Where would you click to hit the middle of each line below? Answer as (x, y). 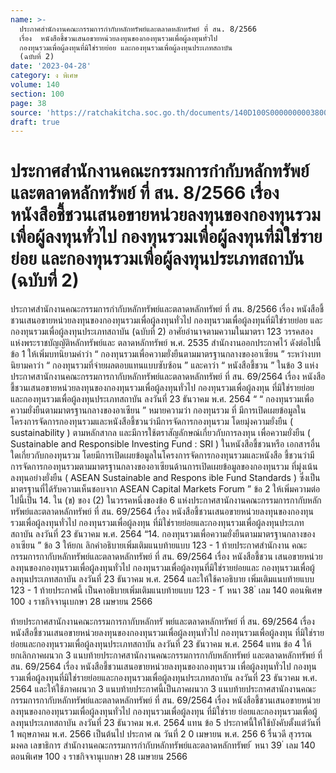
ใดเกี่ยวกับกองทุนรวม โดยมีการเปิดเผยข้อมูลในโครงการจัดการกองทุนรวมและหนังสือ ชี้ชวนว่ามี (162, 455)
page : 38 (28, 103)
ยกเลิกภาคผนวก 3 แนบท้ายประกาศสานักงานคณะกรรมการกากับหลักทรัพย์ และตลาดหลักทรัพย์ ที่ (166, 655)
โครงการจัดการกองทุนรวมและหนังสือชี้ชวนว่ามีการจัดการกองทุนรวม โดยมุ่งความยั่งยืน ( (152, 422)
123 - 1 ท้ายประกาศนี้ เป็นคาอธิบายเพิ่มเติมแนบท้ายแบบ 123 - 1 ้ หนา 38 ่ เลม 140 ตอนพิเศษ (166, 590)
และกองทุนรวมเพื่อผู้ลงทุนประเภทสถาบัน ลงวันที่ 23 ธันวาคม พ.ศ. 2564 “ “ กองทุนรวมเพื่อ (162, 399)
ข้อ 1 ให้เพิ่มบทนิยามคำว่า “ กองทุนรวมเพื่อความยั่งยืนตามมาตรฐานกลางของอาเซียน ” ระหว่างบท (166, 354)
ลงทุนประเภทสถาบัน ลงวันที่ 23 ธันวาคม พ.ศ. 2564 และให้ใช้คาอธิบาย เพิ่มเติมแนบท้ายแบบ (162, 579)
